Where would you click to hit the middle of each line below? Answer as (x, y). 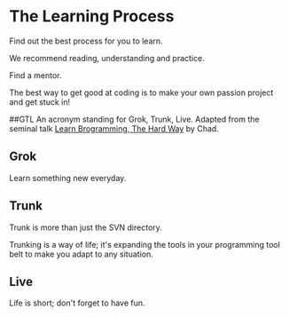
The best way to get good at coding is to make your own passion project (141, 92)
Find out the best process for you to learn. (86, 41)
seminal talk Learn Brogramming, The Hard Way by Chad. (114, 128)
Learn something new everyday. (68, 178)
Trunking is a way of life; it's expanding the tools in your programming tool (145, 244)
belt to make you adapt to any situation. (81, 254)
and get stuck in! (40, 102)
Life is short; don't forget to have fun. (77, 303)
